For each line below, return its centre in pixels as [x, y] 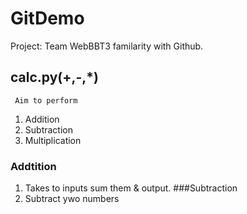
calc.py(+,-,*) [54, 77]
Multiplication [53, 140]
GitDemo [47, 18]
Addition [42, 119]
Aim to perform [46, 100]
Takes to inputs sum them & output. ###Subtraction [131, 188]
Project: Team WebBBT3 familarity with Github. [107, 46]
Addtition [33, 166]
